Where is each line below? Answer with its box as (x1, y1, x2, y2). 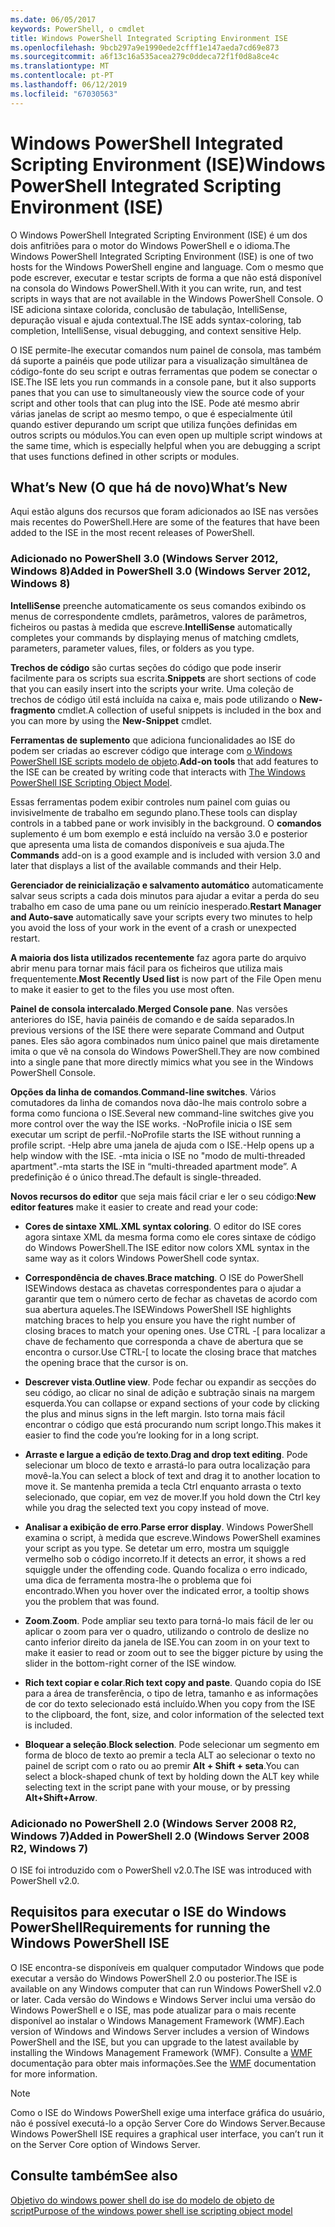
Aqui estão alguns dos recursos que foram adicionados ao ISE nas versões (10, 506, 319, 518)
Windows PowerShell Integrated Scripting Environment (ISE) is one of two (10, 250, 314, 262)
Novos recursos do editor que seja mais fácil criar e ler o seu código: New (10, 1190, 317, 1202)
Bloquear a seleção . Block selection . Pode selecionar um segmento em (24, 1738, 320, 1750)
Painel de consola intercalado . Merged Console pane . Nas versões (10, 1002, 288, 1015)
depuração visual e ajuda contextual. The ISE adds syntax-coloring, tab (10, 314, 302, 326)
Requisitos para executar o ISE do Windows (10, 1904, 287, 1921)
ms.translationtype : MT (10, 61, 110, 71)
